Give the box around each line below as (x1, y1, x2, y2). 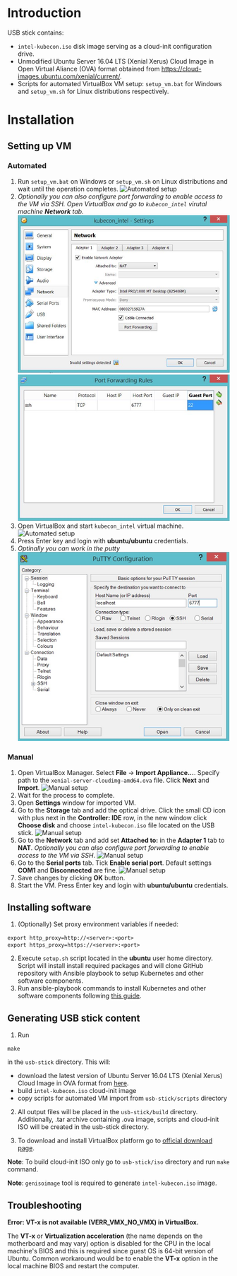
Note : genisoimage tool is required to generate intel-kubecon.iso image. (7, 1178, 217, 1188)
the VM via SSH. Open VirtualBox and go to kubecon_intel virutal (17, 199, 207, 208)
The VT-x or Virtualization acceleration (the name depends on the (7, 1231, 203, 1240)
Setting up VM (7, 140, 72, 152)
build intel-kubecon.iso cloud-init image (17, 1087, 137, 1095)
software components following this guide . (17, 991, 142, 1000)
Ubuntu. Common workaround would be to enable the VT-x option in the (7, 1254, 219, 1263)
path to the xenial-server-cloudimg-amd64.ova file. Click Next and (17, 776, 209, 784)
